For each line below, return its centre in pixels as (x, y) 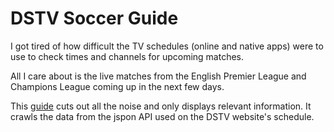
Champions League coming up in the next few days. (117, 86)
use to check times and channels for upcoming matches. (127, 56)
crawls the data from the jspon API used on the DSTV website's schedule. (162, 116)
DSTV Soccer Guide (94, 18)
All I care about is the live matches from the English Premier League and (158, 76)
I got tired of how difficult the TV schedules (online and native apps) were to (167, 46)
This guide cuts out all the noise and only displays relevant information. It (161, 106)
